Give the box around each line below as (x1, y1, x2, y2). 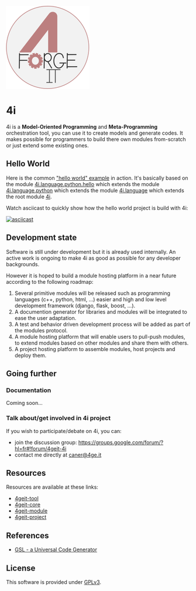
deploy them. (14, 352, 47, 359)
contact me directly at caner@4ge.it (14, 451, 102, 458)
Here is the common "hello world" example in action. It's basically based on (6, 174, 188, 181)
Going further (6, 369, 57, 379)
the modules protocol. (14, 327, 68, 334)
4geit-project (14, 514, 47, 521)
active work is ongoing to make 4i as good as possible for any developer (6, 255, 181, 262)
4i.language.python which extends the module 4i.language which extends (6, 187, 184, 194)
